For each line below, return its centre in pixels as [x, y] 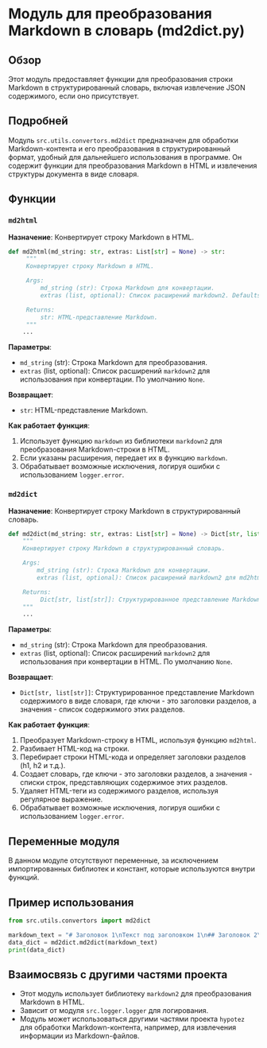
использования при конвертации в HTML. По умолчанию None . [126, 662]
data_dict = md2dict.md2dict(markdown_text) [83, 942]
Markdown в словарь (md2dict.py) [126, 31]
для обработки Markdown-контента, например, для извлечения [128, 1027]
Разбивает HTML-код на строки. [74, 749]
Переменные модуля [64, 841]
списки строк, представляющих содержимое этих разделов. [124, 782]
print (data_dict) [37, 950]
